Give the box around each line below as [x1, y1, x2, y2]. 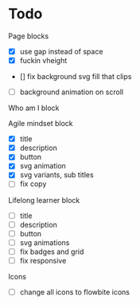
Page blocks [8, 31, 49, 41]
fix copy [19, 179, 47, 188]
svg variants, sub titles [19, 170, 94, 180]
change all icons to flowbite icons [19, 287, 130, 296]
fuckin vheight [19, 56, 68, 65]
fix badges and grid [19, 247, 84, 256]
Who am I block [8, 103, 60, 113]
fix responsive [19, 255, 67, 265]
